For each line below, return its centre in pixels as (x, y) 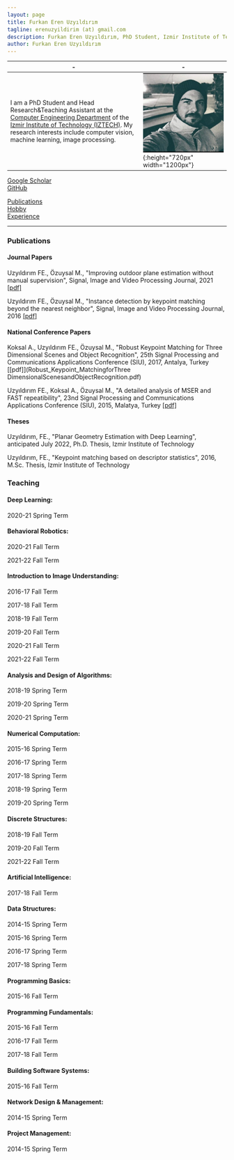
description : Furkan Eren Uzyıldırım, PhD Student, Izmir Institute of (113, 37)
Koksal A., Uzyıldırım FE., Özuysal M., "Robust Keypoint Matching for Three (115, 348)
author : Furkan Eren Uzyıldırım (54, 44)
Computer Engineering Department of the (70, 117)
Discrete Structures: (37, 819)
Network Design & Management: (55, 1102)
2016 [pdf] (22, 316)
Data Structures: (32, 908)
